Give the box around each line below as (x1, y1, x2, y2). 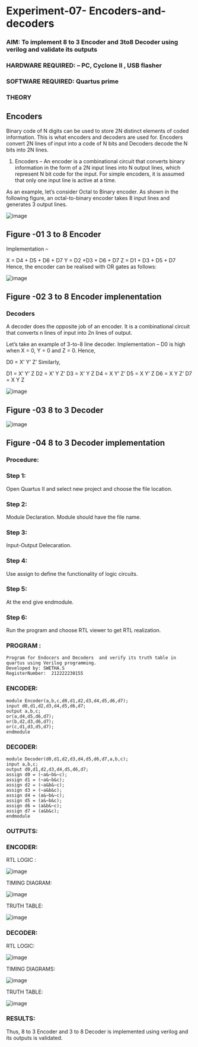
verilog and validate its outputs (6, 46, 98, 54)
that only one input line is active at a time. (14, 176, 117, 183)
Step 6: (6, 613, 28, 621)
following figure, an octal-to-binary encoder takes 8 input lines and (6, 194, 170, 201)
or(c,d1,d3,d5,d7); (6, 724, 55, 729)
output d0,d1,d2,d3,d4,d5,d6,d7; (6, 766, 89, 772)
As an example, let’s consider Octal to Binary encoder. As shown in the (6, 188, 179, 195)
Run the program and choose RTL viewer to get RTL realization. (6, 627, 161, 634)
